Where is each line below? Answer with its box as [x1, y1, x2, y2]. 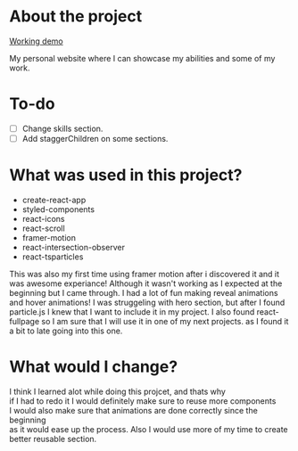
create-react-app [21, 194, 87, 205]
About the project [9, 6, 143, 27]
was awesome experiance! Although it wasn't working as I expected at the [9, 278, 283, 289]
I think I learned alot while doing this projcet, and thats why [9, 386, 226, 397]
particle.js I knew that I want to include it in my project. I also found [9, 306, 255, 317]
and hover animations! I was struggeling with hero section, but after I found [9, 297, 286, 307]
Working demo [9, 36, 64, 46]
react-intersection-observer [21, 242, 125, 252]
